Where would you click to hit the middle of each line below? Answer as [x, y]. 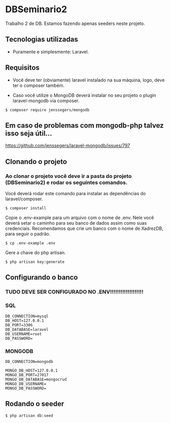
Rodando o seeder [35, 404]
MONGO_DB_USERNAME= [26, 384]
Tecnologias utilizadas [42, 39]
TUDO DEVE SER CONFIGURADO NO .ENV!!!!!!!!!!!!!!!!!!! [74, 292]
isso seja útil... [29, 133]
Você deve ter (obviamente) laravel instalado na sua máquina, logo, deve [89, 80]
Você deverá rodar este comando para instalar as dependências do [76, 194]
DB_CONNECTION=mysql [27, 316]
